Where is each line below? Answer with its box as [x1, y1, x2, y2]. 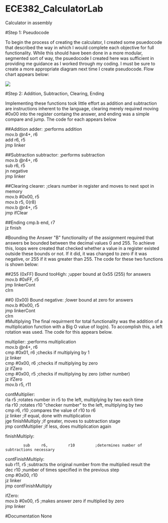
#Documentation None [5, 513, 52, 519]
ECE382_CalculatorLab [5, 3, 103, 15]
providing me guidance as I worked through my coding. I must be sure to [5, 60, 155, 66]
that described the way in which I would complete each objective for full [5, 44, 154, 50]
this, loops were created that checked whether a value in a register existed [5, 245, 159, 251]
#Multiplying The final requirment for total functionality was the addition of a [5, 318, 163, 324]
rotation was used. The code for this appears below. [5, 329, 113, 335]
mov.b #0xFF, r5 [5, 276, 39, 282]
